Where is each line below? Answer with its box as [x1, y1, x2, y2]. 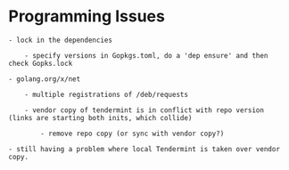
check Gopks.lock [8, 59, 73, 68]
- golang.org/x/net [8, 74, 81, 84]
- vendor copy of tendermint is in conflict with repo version [24, 105, 265, 115]
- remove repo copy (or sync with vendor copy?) [40, 129, 225, 138]
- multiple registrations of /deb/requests [24, 90, 189, 99]
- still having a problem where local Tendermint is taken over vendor [8, 144, 280, 153]
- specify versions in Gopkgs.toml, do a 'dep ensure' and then [24, 51, 268, 60]
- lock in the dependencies [8, 36, 113, 45]
